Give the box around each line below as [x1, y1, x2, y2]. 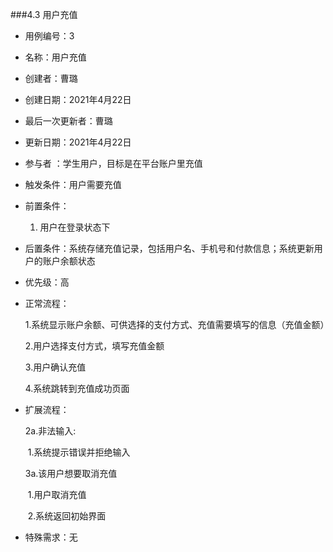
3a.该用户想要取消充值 [24, 468, 118, 479]
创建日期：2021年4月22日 [24, 94, 132, 105]
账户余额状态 [42, 255, 96, 267]
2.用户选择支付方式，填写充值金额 [24, 340, 165, 352]
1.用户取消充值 [27, 489, 87, 500]
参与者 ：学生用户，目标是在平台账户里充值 [24, 158, 203, 169]
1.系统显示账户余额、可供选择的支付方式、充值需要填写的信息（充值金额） [24, 319, 330, 330]
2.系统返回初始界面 [27, 510, 107, 522]
